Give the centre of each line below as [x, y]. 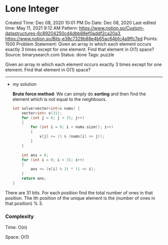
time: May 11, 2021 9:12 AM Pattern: [42, 28]
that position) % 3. [24, 203]
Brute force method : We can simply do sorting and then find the [79, 94]
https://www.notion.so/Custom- [112, 28]
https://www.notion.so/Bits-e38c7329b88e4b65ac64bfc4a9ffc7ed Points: [82, 39]
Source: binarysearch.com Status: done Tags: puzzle [60, 54]
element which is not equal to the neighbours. [59, 99]
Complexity [19, 216]
